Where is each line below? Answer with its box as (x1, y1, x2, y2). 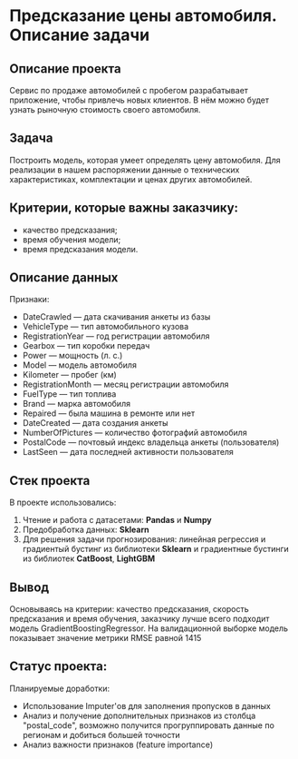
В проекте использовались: (9, 497, 117, 508)
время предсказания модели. (22, 243, 139, 254)
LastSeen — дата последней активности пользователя (22, 447, 234, 458)
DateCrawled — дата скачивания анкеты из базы (22, 311, 211, 322)
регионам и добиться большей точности (22, 729, 180, 740)
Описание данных (9, 270, 119, 286)
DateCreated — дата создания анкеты (22, 418, 169, 429)
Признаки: (9, 294, 50, 305)
